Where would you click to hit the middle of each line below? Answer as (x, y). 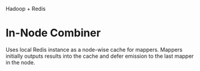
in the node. (20, 62)
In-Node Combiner (53, 33)
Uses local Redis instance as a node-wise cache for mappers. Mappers (94, 49)
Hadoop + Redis (26, 9)
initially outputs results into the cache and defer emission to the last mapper (100, 56)
